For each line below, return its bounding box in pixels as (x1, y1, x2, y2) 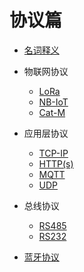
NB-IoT (38, 96, 69, 108)
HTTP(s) (38, 157, 74, 170)
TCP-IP (38, 147, 69, 159)
